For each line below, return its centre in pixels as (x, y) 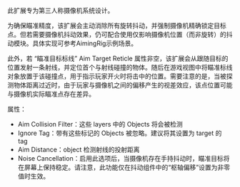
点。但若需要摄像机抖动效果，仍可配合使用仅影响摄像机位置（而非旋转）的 (117, 34)
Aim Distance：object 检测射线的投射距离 (79, 149)
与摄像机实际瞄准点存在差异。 (51, 94)
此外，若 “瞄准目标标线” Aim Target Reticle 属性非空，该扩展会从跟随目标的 (118, 58)
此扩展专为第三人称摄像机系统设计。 (61, 10)
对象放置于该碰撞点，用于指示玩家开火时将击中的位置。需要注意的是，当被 (117, 76)
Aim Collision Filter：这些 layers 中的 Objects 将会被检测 (100, 124)
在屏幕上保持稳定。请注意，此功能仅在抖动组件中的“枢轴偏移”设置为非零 (124, 167)
